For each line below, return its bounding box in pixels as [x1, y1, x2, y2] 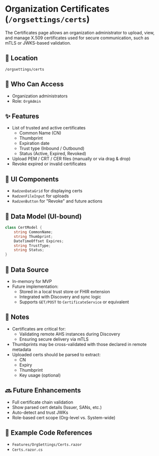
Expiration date [19, 141, 50, 146]
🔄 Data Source [5, 266, 49, 274]
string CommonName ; [14, 229, 53, 235]
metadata [12, 346, 32, 352]
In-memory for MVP [12, 278, 52, 284]
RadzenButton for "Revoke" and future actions [12, 198, 103, 204]
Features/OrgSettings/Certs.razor [12, 442, 82, 447]
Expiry [19, 362, 32, 368]
